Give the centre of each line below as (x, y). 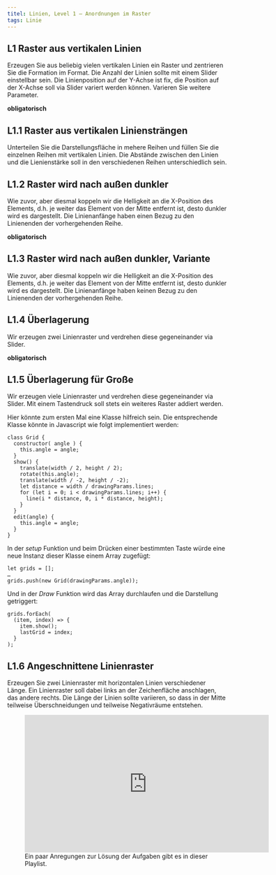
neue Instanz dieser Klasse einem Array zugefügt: (79, 556)
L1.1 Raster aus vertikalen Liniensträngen (98, 130)
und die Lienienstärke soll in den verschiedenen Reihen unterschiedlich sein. (117, 162)
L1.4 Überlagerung (48, 320)
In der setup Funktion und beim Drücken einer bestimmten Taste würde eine (116, 549)
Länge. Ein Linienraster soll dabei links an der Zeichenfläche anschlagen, (112, 690)
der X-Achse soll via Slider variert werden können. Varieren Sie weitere (109, 87)
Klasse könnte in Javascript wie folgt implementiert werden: (93, 425)
